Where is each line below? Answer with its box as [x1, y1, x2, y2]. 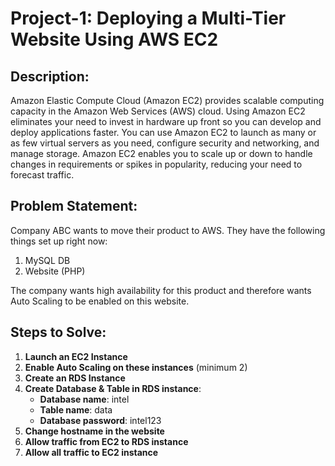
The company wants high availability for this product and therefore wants [10, 284, 312, 296]
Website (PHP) [24, 265, 86, 277]
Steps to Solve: [10, 324, 107, 341]
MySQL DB [24, 254, 71, 266]
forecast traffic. [10, 169, 75, 181]
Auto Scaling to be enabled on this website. [10, 295, 190, 307]
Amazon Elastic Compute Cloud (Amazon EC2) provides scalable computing [10, 95, 325, 106]
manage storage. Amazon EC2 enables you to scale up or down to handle [10, 148, 313, 159]
